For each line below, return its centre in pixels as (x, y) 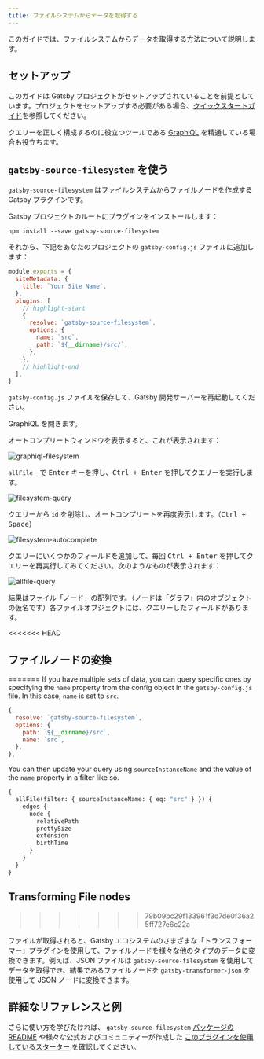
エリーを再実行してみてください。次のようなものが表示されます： (115, 566)
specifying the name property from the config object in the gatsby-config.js (130, 688)
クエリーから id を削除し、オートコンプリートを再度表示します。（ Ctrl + (127, 514)
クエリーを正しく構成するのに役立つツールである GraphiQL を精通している (128, 132)
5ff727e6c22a (168, 924)
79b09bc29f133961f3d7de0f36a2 (200, 916)
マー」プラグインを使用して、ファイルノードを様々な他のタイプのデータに (128, 950)
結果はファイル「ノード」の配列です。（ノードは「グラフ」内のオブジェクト (130, 598)
